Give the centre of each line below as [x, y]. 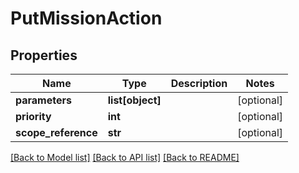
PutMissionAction [86, 18]
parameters [43, 100]
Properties [44, 55]
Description [199, 83]
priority [33, 116]
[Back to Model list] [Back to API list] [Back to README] [125, 157]
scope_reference [56, 132]
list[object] [134, 100]
